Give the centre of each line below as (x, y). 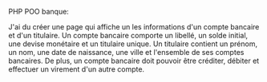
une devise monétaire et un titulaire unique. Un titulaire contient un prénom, (133, 44)
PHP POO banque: (39, 12)
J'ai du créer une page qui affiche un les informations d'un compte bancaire (134, 27)
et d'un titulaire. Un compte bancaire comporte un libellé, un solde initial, (128, 35)
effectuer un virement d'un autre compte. (77, 69)
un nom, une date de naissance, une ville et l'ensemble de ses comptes (126, 52)
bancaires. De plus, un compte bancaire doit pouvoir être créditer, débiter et (134, 61)
